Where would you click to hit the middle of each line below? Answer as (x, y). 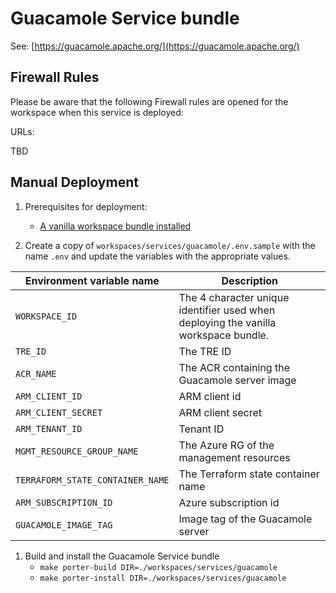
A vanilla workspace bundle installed (115, 226)
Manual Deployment (74, 182)
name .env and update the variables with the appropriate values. (157, 256)
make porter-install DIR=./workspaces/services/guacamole (163, 578)
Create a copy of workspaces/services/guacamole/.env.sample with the (170, 245)
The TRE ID (205, 351)
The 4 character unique (234, 297)
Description (249, 280)
